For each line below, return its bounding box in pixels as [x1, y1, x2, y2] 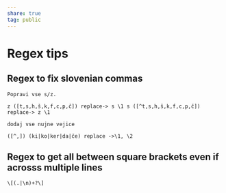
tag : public [7, 16, 41, 23]
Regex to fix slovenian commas [7, 73, 143, 85]
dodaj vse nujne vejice [7, 121, 75, 128]
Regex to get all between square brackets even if [7, 151, 219, 162]
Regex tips [7, 46, 68, 61]
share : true [7, 10, 41, 17]
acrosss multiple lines [7, 162, 103, 173]
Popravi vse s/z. [7, 91, 57, 98]
